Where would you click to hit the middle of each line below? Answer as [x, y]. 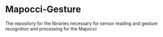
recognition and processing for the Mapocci [51, 28]
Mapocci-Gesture [43, 9]
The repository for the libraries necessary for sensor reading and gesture [81, 23]
